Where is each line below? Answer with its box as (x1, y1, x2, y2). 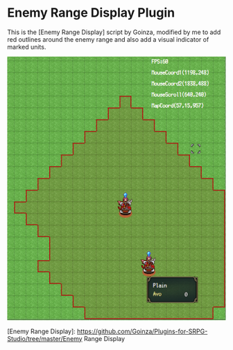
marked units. (7, 42, 46, 51)
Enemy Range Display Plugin (7, 5, 175, 21)
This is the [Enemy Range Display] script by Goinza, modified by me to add (7, 28, 221, 36)
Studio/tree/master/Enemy (7, 334, 83, 342)
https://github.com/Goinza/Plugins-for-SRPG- (77, 327, 208, 335)
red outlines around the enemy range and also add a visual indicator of (7, 35, 209, 43)
